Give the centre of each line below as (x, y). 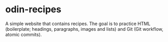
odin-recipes (33, 9)
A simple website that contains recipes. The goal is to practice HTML (78, 24)
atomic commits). (24, 34)
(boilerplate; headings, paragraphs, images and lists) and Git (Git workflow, (85, 29)
